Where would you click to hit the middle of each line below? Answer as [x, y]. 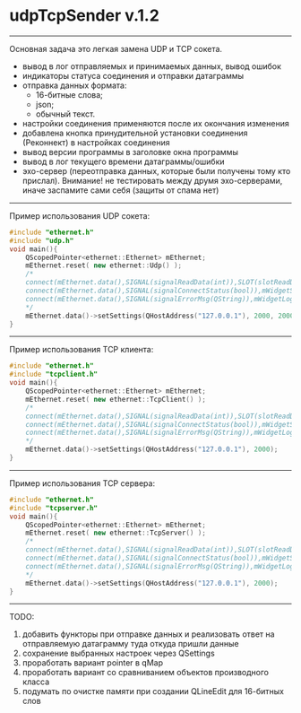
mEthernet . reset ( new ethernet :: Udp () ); [103, 265]
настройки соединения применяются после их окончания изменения [155, 123]
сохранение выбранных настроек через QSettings [118, 653]
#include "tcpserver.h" [54, 508]
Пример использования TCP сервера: [82, 483]
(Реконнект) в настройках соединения [96, 142]
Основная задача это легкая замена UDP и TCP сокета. [116, 48]
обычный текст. [65, 114]
